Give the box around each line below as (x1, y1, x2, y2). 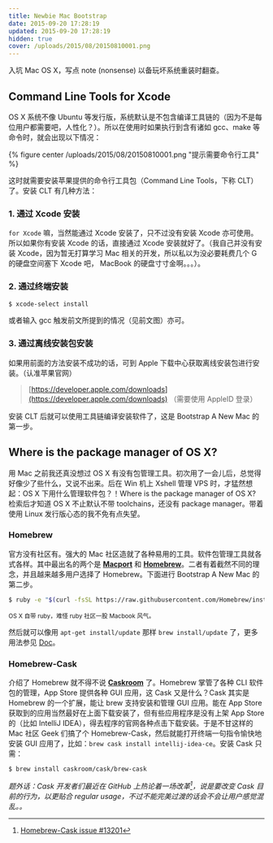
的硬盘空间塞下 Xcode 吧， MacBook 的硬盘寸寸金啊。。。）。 (8, 259, 206, 268)
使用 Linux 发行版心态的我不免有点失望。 (8, 509, 145, 519)
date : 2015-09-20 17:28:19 (8, 20, 100, 28)
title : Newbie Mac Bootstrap (8, 11, 107, 20)
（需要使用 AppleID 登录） (169, 393, 258, 403)
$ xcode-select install (8, 300, 89, 308)
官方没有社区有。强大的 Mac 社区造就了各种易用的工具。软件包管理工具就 (8, 549, 255, 558)
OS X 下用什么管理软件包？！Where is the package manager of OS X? (22, 489, 257, 498)
